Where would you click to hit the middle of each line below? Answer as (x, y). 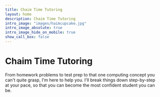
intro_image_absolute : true (34, 28)
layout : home (18, 14)
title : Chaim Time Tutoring (34, 10)
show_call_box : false (27, 37)
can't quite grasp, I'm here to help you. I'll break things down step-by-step (80, 80)
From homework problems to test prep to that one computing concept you (80, 74)
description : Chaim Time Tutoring (40, 19)
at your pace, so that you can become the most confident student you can (80, 85)
